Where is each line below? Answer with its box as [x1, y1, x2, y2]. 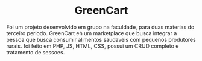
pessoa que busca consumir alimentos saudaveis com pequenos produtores [6, 36, 196, 43]
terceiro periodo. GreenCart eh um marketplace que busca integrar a [6, 29, 177, 36]
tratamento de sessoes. [6, 48, 65, 56]
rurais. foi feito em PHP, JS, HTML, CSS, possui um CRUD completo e [6, 42, 179, 50]
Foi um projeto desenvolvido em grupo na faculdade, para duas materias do [6, 23, 195, 30]
